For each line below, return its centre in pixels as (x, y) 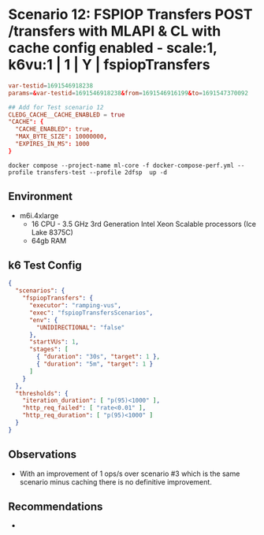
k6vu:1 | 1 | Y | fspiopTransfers (109, 65)
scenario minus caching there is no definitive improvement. (116, 481)
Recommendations (56, 507)
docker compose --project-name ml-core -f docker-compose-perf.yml (121, 165)
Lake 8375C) (52, 232)
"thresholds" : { (42, 393)
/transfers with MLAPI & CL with (115, 31)
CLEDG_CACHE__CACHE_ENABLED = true (67, 115)
